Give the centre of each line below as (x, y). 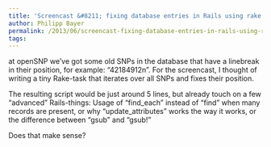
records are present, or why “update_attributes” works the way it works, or (132, 111)
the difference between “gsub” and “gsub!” (80, 120)
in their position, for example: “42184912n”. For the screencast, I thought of (133, 70)
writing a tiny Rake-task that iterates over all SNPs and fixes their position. (131, 78)
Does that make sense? (47, 136)
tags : (17, 38)
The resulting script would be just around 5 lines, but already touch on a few (135, 94)
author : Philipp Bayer (46, 23)
